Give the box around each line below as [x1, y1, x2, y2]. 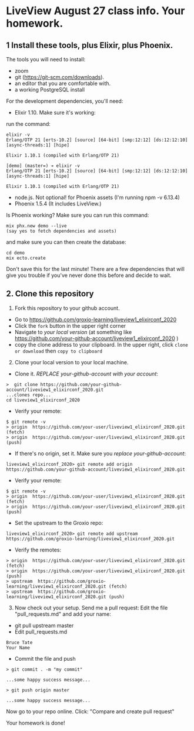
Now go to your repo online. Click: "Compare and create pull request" [6, 707, 175, 715]
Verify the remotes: [14, 546, 62, 553]
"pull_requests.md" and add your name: [14, 610, 112, 618]
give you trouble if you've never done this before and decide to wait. [6, 272, 172, 279]
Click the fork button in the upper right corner [14, 322, 126, 329]
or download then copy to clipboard [14, 347, 103, 354]
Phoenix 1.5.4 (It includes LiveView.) [14, 200, 102, 207]
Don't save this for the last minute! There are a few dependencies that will [6, 266, 185, 272]
